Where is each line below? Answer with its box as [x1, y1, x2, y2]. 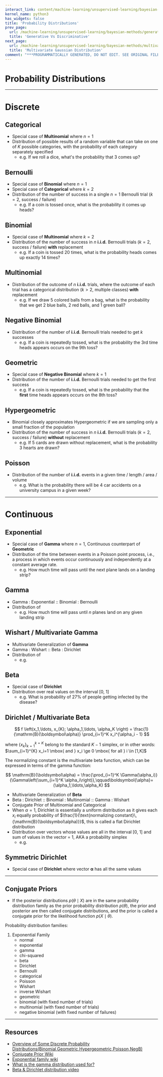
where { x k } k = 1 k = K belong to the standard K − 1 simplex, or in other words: [5, 741, 155, 748]
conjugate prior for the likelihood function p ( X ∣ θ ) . [12, 913, 113, 919]
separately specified [12, 149, 53, 155]
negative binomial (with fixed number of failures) [19, 1010, 116, 1015]
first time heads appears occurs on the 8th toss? [19, 392, 117, 398]
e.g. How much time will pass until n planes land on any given [19, 609, 143, 615]
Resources [5, 1028, 38, 1036]
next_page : [5, 39, 27, 44]
